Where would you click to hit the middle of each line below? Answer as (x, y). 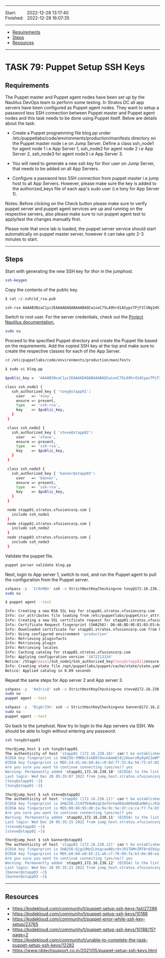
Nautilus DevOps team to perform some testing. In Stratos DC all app (75, 102)
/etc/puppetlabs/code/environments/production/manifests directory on (84, 138)
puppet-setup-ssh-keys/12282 (43, 945)
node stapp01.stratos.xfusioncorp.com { (49, 510)
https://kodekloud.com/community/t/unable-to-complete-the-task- (80, 940)
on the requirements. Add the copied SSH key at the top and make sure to (80, 346)
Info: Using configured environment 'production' (57, 634)
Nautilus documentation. (30, 322)
